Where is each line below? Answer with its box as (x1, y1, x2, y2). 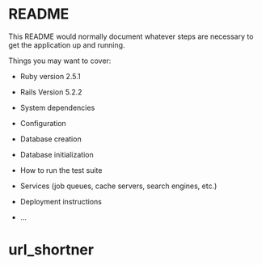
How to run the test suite (19, 165, 103, 175)
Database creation (19, 134, 82, 144)
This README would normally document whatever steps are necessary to (8, 32, 254, 41)
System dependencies (19, 103, 95, 112)
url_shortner (8, 241, 95, 259)
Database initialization (19, 149, 95, 159)
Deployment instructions (19, 196, 103, 206)
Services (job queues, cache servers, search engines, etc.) (19, 181, 218, 191)
